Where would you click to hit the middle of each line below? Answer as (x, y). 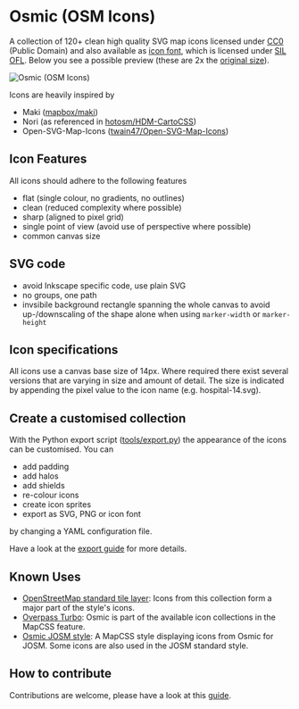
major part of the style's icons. (79, 608)
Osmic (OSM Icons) (83, 17)
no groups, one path (59, 295)
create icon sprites (57, 505)
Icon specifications (64, 350)
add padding (46, 467)
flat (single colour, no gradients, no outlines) (103, 197)
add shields (43, 486)
